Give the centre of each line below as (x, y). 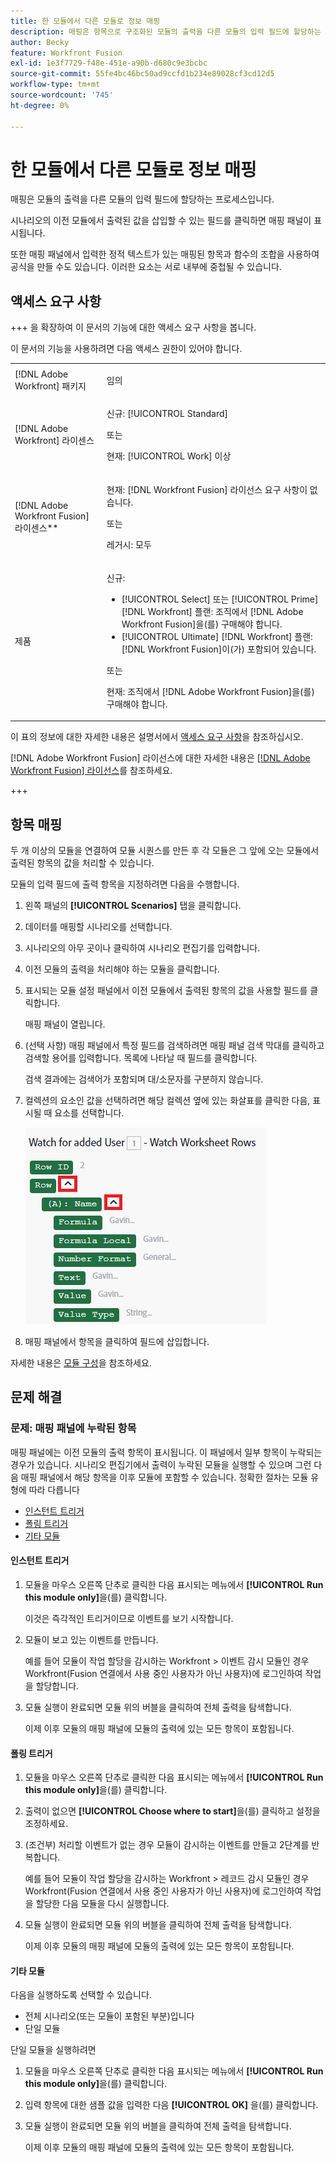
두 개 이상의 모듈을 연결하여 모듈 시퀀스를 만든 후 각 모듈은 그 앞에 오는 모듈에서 (165, 851)
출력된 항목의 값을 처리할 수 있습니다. (82, 863)
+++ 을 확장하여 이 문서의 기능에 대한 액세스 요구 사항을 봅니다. (133, 327)
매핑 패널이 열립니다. (65, 1024)
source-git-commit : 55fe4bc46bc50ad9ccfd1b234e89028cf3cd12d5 (142, 74)
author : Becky (40, 42)
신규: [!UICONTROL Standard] (167, 414)
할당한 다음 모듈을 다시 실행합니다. (102, 1904)
